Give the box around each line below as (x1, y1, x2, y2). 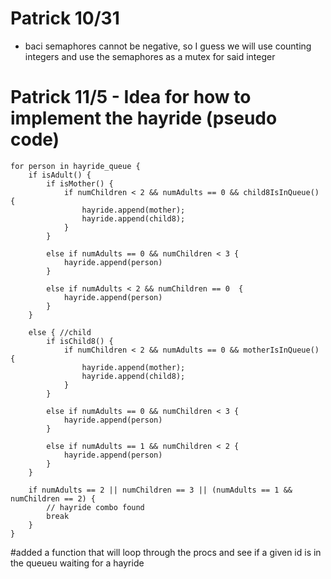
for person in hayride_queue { (10, 161, 141, 171)
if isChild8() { (46, 336, 114, 346)
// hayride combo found (46, 502, 145, 512)
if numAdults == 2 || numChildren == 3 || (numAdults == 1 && (28, 485, 293, 495)
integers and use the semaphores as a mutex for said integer (24, 50, 276, 62)
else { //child (28, 327, 92, 337)
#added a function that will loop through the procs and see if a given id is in (10, 546, 322, 558)
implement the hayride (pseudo (10, 107, 278, 130)
